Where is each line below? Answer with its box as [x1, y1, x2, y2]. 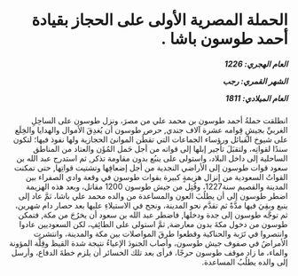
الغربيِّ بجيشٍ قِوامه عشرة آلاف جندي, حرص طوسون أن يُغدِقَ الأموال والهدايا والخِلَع [14, 125, 288, 136]
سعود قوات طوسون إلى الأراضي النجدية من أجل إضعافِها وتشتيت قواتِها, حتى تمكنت [13, 162, 288, 173]
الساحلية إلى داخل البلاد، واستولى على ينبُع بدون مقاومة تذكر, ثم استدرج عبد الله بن [16, 153, 288, 164]
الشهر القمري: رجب [222, 75, 288, 86]
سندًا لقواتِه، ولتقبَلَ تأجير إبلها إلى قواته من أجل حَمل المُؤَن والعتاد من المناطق [33, 144, 288, 154]
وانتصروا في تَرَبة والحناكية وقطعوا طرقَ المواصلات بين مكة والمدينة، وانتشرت [33, 228, 288, 240]
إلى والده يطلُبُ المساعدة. [201, 256, 288, 267]
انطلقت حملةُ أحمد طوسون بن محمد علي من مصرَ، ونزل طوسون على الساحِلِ [31, 115, 288, 126]
